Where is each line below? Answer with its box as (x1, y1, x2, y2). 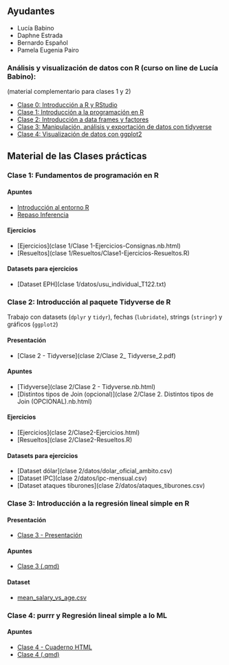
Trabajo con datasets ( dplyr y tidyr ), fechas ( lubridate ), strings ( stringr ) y (7, 313, 223, 321)
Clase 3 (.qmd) (17, 562, 60, 570)
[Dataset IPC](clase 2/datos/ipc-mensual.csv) (17, 474, 148, 482)
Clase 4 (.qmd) (17, 650, 60, 658)
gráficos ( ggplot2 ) (7, 320, 58, 328)
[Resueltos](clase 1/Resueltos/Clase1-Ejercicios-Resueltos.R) (17, 248, 190, 257)
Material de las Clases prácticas (7, 150, 147, 161)
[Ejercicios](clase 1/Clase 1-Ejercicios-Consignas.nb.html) (17, 241, 181, 250)
